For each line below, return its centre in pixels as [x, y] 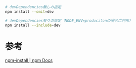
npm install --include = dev [33, 25]
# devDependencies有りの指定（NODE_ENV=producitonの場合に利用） [69, 20]
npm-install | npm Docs [29, 60]
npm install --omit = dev [30, 12]
